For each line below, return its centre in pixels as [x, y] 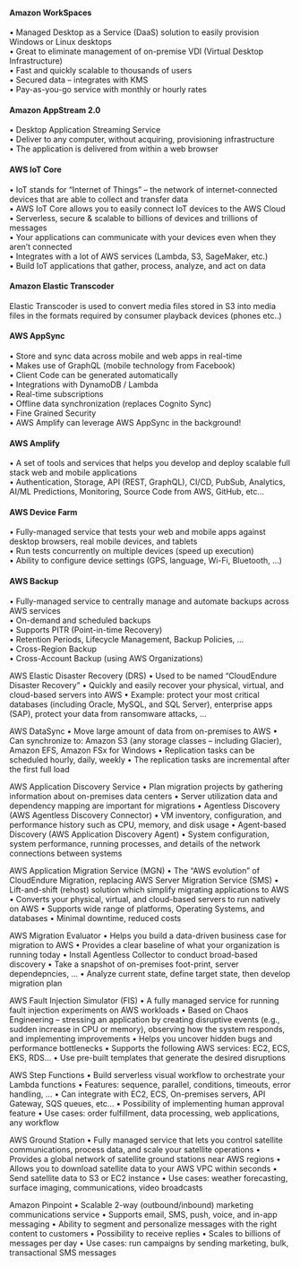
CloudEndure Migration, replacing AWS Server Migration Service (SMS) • [144, 880]
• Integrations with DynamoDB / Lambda [84, 384]
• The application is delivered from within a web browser [114, 149]
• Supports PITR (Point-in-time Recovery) [86, 629]
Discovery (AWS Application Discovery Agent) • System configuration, [140, 834]
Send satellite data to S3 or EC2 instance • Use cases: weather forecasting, [149, 1177]
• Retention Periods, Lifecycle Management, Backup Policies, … [127, 639]
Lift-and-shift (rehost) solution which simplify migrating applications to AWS [149, 889]
